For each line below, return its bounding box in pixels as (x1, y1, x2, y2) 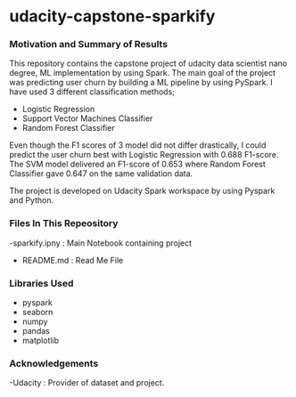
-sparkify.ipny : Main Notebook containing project (9, 238, 193, 248)
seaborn (21, 307, 53, 318)
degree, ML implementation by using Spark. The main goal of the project (9, 68, 276, 78)
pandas (21, 326, 51, 336)
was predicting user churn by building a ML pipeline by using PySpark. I (9, 77, 274, 88)
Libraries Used (9, 277, 74, 289)
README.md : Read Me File (21, 255, 124, 265)
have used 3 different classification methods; (9, 86, 176, 97)
